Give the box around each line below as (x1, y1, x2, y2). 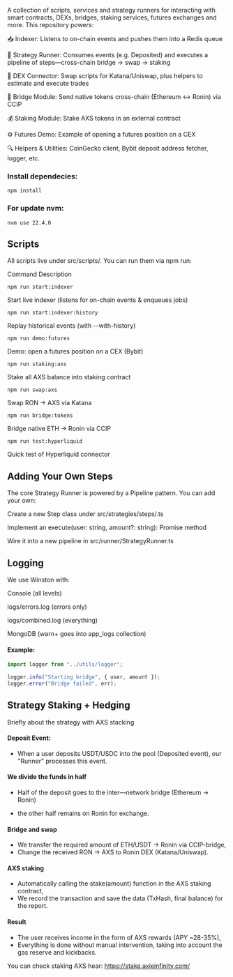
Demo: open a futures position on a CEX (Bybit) (7, 347, 144, 356)
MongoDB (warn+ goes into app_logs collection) (7, 630, 146, 638)
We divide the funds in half (7, 773, 87, 781)
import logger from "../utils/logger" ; (7, 661, 123, 668)
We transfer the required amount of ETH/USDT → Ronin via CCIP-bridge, (17, 840, 227, 849)
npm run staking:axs (7, 361, 68, 368)
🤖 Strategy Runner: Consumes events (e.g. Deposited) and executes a (7, 51, 209, 59)
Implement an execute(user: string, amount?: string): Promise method (7, 523, 207, 532)
